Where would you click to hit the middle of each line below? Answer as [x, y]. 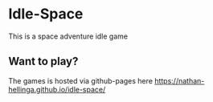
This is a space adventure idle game [68, 36]
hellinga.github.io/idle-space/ [57, 89]
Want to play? [43, 61]
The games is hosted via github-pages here [80, 80]
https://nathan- [179, 80]
